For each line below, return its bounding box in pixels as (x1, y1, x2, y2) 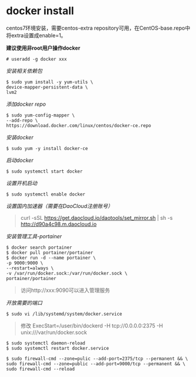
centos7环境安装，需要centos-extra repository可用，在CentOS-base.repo (6, 24, 185, 31)
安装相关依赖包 (6, 67, 42, 74)
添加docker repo (6, 100, 46, 108)
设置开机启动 (6, 179, 37, 187)
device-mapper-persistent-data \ (6, 84, 88, 90)
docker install (6, 4, 75, 18)
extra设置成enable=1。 (11, 31, 67, 39)
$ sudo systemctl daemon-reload (6, 340, 85, 346)
